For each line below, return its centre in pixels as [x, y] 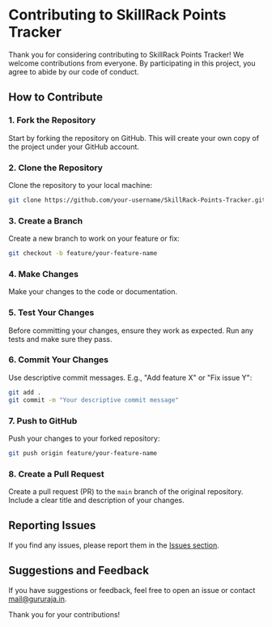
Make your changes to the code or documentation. [93, 292]
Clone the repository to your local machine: [81, 185]
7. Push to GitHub [43, 420]
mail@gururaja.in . [38, 599]
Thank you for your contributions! [64, 614]
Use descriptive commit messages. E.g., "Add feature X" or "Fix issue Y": [130, 377]
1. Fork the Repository [52, 121]
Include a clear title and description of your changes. [96, 501]
